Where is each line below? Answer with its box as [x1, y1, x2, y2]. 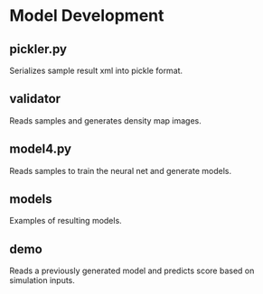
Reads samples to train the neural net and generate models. [9, 165, 232, 176]
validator [9, 91, 61, 106]
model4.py [9, 142, 72, 157]
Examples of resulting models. [9, 216, 122, 226]
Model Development [9, 5, 164, 26]
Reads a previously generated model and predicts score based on [9, 265, 255, 276]
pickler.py [9, 41, 68, 57]
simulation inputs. [9, 275, 75, 286]
